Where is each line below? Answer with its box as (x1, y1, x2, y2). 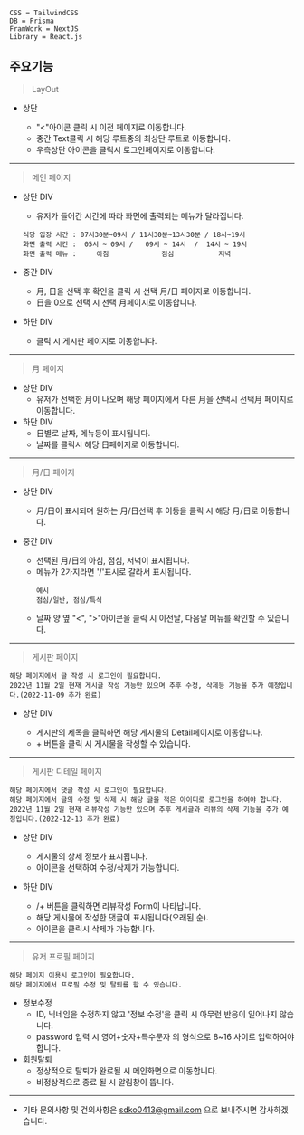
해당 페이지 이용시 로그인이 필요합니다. (9, 970, 136, 979)
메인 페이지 (31, 172, 71, 183)
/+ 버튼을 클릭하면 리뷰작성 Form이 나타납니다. (35, 901, 202, 911)
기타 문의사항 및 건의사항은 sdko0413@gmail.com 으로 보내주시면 (22, 1104, 258, 1115)
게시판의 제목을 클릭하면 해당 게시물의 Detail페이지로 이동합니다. (35, 727, 263, 738)
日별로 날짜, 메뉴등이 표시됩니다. (35, 427, 151, 438)
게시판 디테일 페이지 (31, 766, 102, 777)
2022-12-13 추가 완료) (42, 815, 120, 824)
